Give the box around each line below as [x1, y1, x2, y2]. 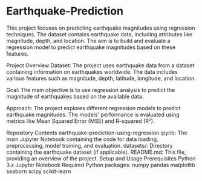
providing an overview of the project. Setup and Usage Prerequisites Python [6, 154, 196, 162]
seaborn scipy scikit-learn [6, 168, 71, 175]
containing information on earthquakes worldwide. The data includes [6, 68, 178, 75]
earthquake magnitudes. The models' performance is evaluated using [6, 111, 180, 118]
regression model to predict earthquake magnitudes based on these [6, 44, 176, 51]
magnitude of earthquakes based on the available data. [6, 93, 144, 100]
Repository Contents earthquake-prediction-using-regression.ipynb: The [6, 129, 187, 136]
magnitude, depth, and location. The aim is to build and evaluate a [6, 37, 171, 44]
